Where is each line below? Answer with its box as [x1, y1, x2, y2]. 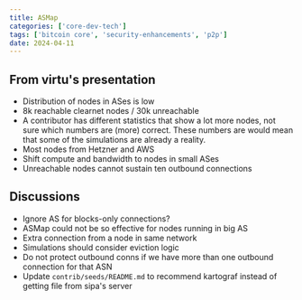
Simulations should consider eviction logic [22, 241, 180, 253]
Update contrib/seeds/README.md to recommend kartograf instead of [22, 270, 278, 281]
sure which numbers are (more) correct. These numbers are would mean [22, 125, 294, 136]
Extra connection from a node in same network [22, 232, 197, 243]
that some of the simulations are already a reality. [22, 135, 206, 145]
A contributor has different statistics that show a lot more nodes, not [22, 115, 277, 127]
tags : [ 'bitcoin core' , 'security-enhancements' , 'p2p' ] [9, 30, 228, 39]
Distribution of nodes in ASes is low [22, 96, 155, 107]
